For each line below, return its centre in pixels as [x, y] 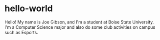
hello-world [29, 9]
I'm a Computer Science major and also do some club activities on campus [80, 27]
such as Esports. [22, 32]
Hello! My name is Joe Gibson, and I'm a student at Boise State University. [79, 22]
